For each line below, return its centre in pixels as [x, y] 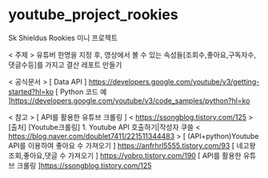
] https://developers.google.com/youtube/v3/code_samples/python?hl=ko [129, 101]
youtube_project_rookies [93, 15]
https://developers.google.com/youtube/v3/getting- [174, 81]
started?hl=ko [31, 91]
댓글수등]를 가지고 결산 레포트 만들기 [65, 65]
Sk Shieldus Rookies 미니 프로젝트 [63, 38]
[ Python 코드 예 [81, 91]
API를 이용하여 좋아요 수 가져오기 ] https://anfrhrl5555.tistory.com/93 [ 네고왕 [132, 145]
